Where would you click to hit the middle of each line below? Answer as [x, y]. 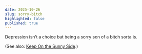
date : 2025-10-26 [23, 9]
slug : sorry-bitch [24, 14]
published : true [21, 23]
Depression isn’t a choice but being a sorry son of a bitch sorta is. [71, 37]
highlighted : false [25, 18]
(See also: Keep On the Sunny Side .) [41, 46]
